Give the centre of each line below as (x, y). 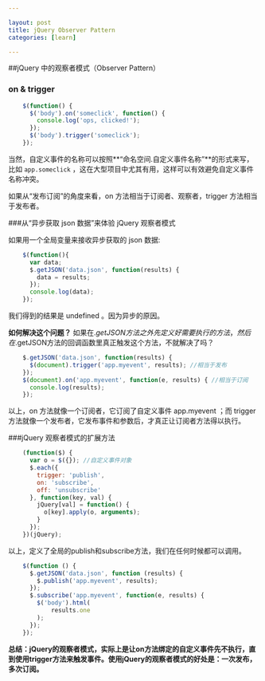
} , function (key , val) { (70, 498)
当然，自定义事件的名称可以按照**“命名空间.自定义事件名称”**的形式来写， (131, 159)
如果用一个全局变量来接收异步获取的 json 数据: (84, 239)
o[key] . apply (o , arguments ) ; (92, 512)
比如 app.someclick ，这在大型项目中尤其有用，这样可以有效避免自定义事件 (131, 169)
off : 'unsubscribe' (69, 490)
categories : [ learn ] (43, 37)
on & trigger (32, 89)
